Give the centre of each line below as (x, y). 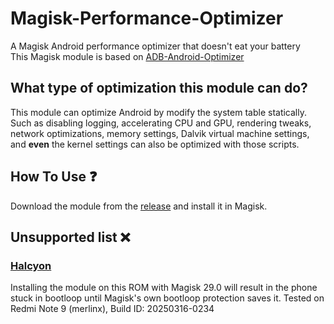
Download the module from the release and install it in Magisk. (139, 206)
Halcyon (31, 265)
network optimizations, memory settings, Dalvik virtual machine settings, (160, 133)
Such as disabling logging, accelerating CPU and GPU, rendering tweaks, (161, 123)
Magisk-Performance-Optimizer (147, 18)
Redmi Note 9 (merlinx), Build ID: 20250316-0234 (112, 309)
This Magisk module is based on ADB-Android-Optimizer (127, 56)
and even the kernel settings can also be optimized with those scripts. (155, 144)
